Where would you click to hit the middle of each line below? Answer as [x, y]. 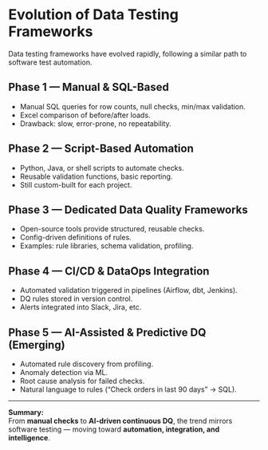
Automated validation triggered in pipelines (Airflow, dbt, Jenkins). [128, 290]
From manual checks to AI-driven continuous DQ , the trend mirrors [120, 421]
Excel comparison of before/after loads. [85, 115]
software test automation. [51, 62]
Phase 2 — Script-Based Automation [101, 149]
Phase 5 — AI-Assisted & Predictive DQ [107, 332]
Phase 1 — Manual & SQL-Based [89, 87]
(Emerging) [37, 345]
